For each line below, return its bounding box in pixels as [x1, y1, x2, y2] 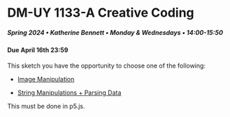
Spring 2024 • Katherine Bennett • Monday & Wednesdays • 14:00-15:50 [7, 28, 224, 36]
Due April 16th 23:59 [7, 46, 69, 54]
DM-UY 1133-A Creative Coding [7, 5, 194, 21]
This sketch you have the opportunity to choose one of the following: [7, 61, 206, 70]
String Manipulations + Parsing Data [17, 88, 122, 97]
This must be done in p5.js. [7, 102, 85, 110]
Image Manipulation [17, 75, 75, 83]
